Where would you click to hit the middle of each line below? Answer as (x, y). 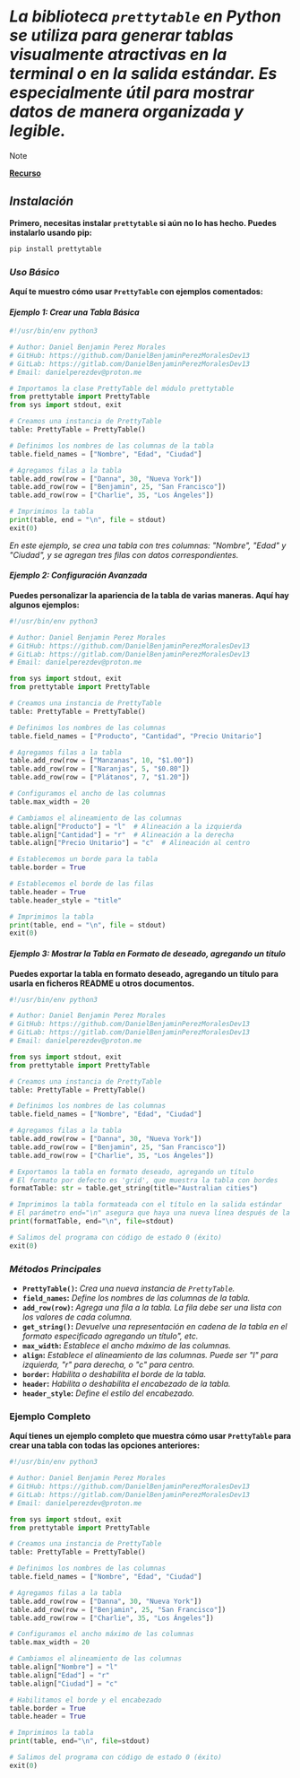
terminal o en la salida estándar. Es (143, 74)
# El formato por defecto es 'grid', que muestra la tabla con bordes (144, 1180)
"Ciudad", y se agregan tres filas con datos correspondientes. (124, 554)
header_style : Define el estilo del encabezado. (108, 1393)
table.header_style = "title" (66, 900)
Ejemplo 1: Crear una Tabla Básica (75, 312)
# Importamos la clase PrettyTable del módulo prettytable (122, 388)
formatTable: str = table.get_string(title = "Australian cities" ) (133, 1189)
